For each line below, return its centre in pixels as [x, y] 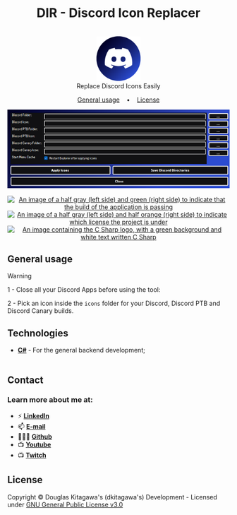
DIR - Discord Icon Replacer [119, 13]
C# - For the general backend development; [81, 350]
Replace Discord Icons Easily [119, 85]
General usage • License [119, 100]
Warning [19, 276]
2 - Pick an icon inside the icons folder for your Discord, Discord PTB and [114, 303]
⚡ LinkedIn [33, 415]
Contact [25, 380]
